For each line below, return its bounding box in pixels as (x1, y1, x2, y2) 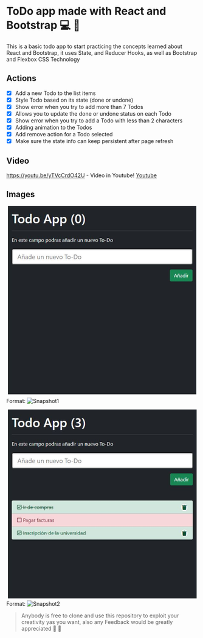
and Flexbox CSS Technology (6, 55, 80, 63)
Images (6, 189, 35, 200)
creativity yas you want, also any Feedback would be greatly (21, 618, 173, 625)
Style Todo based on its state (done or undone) (15, 96, 134, 103)
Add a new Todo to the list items (15, 89, 96, 97)
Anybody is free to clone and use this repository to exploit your (21, 612, 179, 619)
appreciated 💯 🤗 (21, 625, 62, 632)
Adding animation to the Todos (15, 124, 92, 131)
